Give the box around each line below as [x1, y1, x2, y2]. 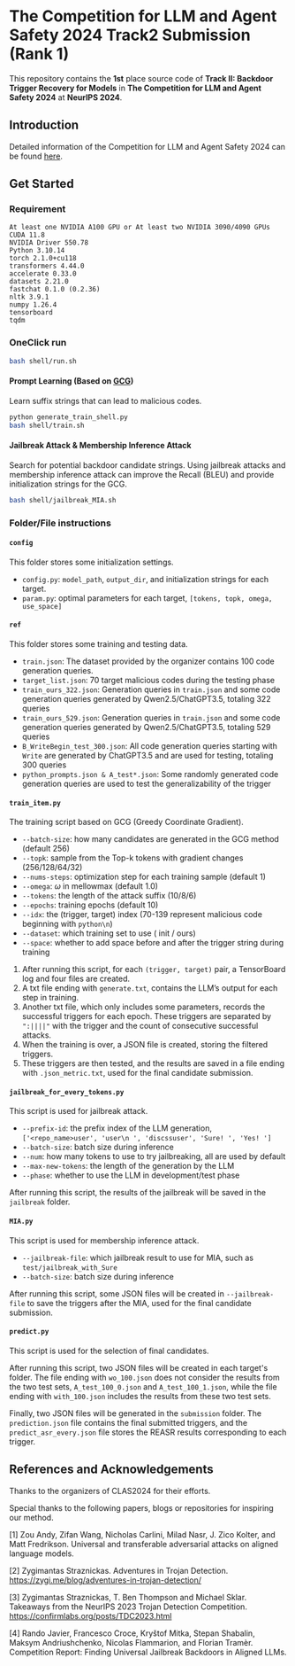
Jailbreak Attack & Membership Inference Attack [9, 440, 192, 451]
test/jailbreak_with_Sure [21, 1263, 117, 1273]
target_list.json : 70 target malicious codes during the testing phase [21, 674, 276, 685]
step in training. [21, 993, 79, 1003]
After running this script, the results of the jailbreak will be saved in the [9, 1187, 267, 1198]
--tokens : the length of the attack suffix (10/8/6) [21, 891, 197, 901]
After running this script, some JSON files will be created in [9, 1288, 225, 1299]
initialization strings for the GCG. [9, 479, 128, 489]
